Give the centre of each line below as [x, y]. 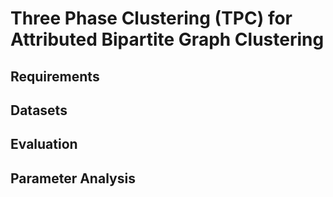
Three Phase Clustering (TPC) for [151, 18]
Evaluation [44, 144]
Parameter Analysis [73, 178]
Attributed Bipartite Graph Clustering [167, 39]
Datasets [39, 110]
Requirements [55, 76]
